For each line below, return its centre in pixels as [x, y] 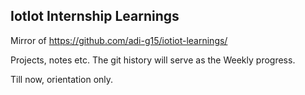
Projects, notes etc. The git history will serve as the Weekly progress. [153, 60]
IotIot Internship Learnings [95, 16]
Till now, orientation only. [62, 79]
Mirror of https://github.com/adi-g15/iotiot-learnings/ [119, 40]
